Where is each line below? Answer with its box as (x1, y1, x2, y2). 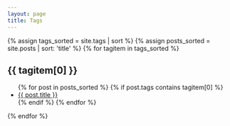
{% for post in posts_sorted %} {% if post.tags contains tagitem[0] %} (17, 83, 224, 92)
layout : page (7, 10, 46, 18)
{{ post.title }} (17, 91, 58, 99)
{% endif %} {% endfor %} (17, 98, 97, 107)
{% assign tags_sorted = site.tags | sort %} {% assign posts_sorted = (7, 36, 211, 45)
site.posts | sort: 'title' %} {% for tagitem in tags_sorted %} (7, 44, 179, 52)
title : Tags (7, 17, 43, 24)
